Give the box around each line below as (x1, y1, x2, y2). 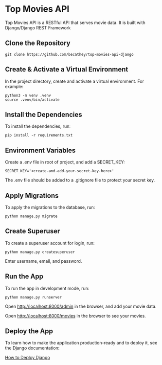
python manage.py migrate (5, 214, 57, 219)
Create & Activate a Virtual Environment (5, 65, 128, 74)
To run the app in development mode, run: (5, 285, 90, 291)
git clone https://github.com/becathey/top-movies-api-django (5, 52, 134, 57)
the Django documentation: (5, 345, 60, 351)
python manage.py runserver (5, 295, 62, 299)
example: (5, 83, 23, 89)
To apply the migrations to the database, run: (5, 205, 95, 210)
